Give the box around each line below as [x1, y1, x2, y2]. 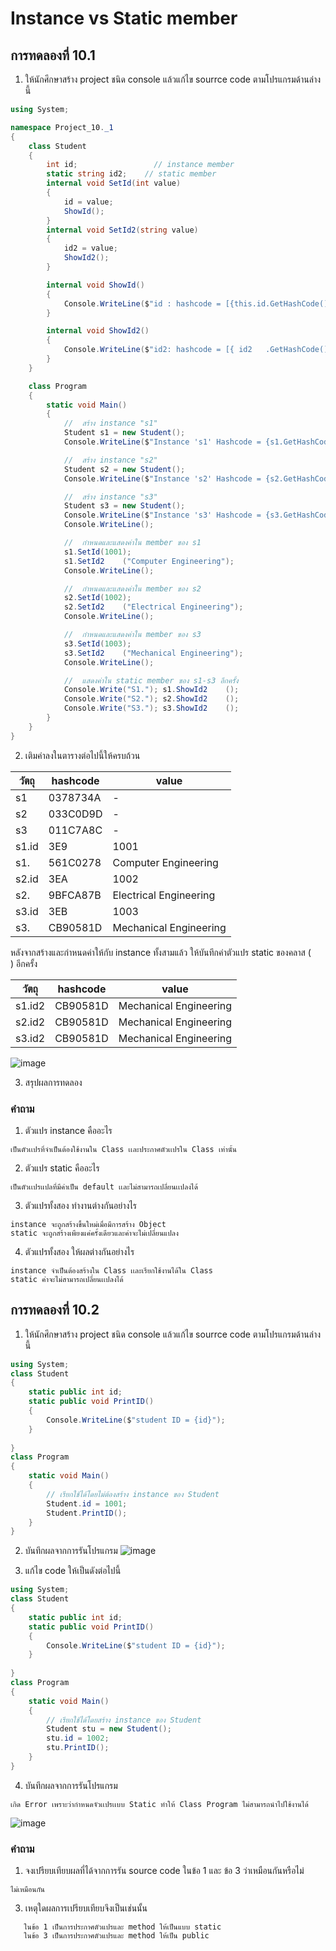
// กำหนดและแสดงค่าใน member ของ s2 [63, 583, 202, 594]
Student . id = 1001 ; [46, 1498, 128, 1509]
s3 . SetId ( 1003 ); [63, 638, 132, 649]
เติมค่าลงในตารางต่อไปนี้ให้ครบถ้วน [24, 749, 141, 761]
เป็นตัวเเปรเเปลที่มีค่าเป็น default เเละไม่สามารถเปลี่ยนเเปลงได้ [10, 1182, 198, 1192]
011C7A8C [48, 823, 103, 837]
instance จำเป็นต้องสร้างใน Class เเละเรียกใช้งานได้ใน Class [10, 1265, 213, 1276]
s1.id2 [15, 998, 46, 1012]
